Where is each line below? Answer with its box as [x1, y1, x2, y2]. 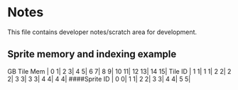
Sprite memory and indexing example [7, 48, 177, 60]
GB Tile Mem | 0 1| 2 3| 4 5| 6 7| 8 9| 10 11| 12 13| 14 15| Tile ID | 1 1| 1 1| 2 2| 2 [7, 67, 232, 75]
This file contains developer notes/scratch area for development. [7, 28, 198, 36]
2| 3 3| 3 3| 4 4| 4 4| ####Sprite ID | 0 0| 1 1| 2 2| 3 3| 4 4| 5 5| [7, 74, 191, 83]
